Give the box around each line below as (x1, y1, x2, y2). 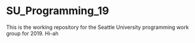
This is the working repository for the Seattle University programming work (6, 24, 189, 31)
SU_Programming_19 (6, 4, 110, 18)
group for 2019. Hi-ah (6, 29, 59, 37)
